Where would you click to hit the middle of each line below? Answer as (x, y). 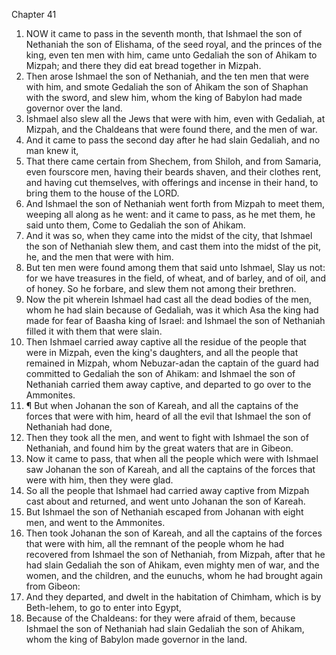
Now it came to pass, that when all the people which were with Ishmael (172, 458)
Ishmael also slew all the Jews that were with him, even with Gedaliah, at (175, 118)
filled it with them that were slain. (94, 331)
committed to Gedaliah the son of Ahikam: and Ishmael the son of (160, 373)
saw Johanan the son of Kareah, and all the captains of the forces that (170, 469)
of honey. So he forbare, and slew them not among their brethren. (161, 288)
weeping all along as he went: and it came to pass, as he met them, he (170, 214)
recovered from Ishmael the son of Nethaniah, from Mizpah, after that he (175, 554)
